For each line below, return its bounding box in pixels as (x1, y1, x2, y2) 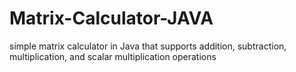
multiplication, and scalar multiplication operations (9, 50, 217, 62)
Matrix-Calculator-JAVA (9, 7, 214, 30)
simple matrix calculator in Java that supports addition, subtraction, (9, 40, 287, 52)
